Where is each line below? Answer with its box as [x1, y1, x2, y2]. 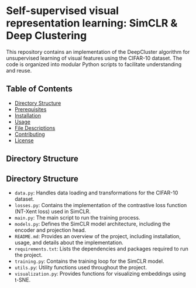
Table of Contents [6, 84, 73, 94]
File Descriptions [14, 124, 56, 131]
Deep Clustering [6, 29, 87, 42]
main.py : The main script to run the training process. [14, 214, 140, 221]
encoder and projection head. [14, 227, 87, 234]
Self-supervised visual [6, 4, 119, 18]
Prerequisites [14, 105, 47, 112]
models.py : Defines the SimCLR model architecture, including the [14, 220, 171, 227]
